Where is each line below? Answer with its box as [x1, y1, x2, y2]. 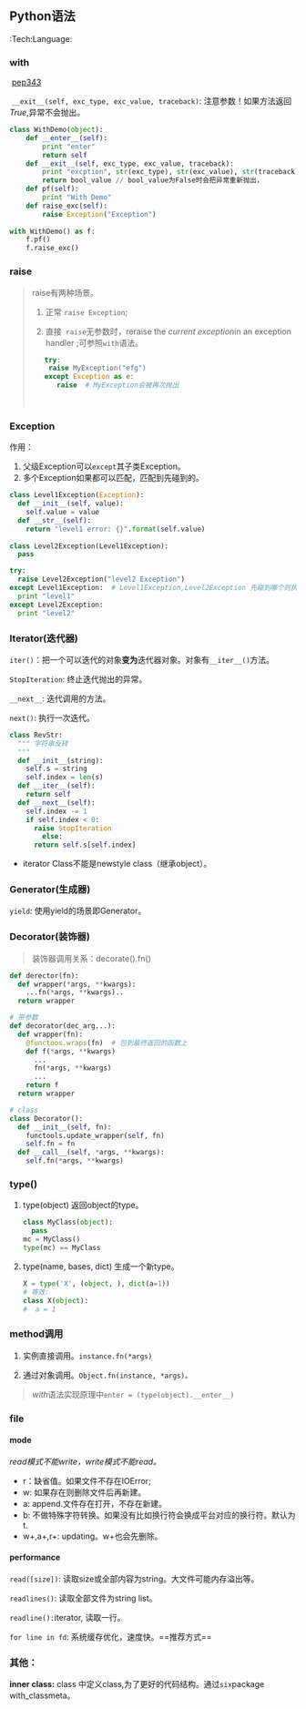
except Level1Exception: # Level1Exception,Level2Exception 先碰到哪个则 [9, 584, 291, 593]
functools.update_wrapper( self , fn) [25, 1131, 166, 1140]
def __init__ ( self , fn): [17, 1123, 112, 1132]
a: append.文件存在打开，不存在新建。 [22, 1498, 167, 1509]
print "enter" [42, 142, 96, 151]
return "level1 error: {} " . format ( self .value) [25, 524, 206, 534]
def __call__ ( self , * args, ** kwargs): [17, 1148, 166, 1157]
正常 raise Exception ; [45, 306, 128, 317]
